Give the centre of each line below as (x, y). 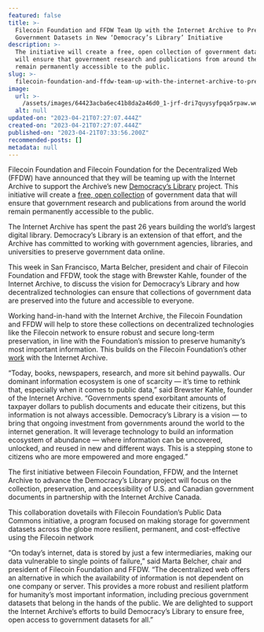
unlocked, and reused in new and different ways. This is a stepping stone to (130, 448)
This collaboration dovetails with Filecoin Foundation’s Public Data (115, 512)
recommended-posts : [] (45, 140)
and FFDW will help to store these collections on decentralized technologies (131, 325)
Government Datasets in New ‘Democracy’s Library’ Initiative (119, 37)
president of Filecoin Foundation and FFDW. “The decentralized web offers (129, 570)
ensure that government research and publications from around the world (127, 203)
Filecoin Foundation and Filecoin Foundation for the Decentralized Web (123, 169)
